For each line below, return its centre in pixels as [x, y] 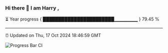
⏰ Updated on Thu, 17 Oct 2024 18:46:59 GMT [53, 35]
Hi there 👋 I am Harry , [32, 8]
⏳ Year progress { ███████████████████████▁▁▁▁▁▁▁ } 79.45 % [82, 19]
